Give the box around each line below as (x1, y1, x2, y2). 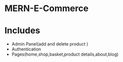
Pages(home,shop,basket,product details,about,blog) (11, 51, 119, 57)
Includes (4, 25, 40, 36)
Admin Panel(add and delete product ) (11, 41, 88, 47)
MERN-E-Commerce (4, 3, 88, 14)
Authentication (11, 46, 41, 52)
